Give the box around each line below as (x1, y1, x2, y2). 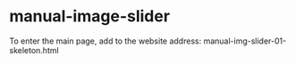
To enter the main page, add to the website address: (9, 35, 202, 46)
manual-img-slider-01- (203, 35, 287, 46)
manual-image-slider (9, 6, 171, 27)
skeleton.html (9, 44, 60, 55)
